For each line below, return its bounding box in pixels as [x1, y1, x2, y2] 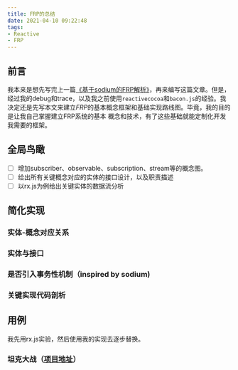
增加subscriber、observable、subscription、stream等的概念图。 [17, 164, 207, 172]
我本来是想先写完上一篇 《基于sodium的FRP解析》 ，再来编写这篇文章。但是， [7, 85, 231, 93]
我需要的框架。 [7, 120, 51, 129]
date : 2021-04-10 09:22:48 [7, 17, 87, 24]
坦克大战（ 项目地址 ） [7, 354, 80, 364]
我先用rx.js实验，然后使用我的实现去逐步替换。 [7, 334, 144, 343]
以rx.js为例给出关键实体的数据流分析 [17, 181, 124, 190]
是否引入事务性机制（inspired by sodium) [7, 270, 151, 280]
